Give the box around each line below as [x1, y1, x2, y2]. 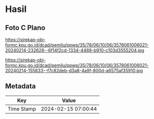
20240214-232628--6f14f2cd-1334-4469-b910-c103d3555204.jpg [5, 47, 144, 53]
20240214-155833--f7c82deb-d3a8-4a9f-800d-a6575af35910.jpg [5, 67, 143, 73]
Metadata [5, 82, 36, 90]
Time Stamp [7, 105, 36, 112]
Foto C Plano [5, 23, 45, 32]
